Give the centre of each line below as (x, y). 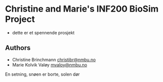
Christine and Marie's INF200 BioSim (82, 9)
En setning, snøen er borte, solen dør (42, 74)
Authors (18, 48)
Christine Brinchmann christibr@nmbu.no (54, 60)
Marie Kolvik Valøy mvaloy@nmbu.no (49, 65)
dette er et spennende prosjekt (43, 33)
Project (20, 19)
